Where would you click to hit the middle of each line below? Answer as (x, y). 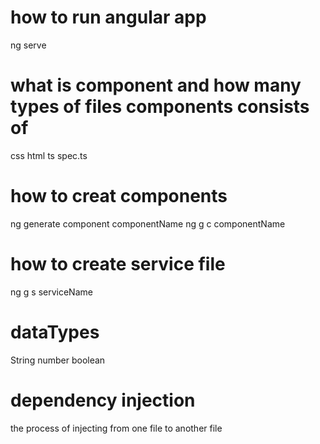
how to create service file (118, 264)
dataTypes (55, 332)
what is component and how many (156, 85)
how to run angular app (108, 17)
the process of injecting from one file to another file (116, 428)
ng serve (28, 45)
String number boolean (58, 360)
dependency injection (103, 400)
